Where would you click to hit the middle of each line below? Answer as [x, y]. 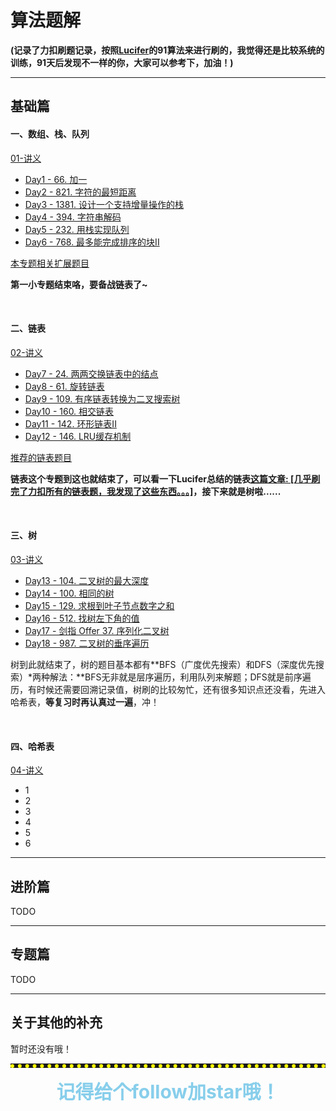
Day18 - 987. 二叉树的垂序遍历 [87, 643]
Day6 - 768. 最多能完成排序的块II [92, 242]
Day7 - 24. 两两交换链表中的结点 [91, 373]
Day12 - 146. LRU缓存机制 [78, 436]
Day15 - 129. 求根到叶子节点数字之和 [99, 605]
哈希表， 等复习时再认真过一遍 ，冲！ [85, 702]
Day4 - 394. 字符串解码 [73, 217]
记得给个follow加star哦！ [168, 1091]
